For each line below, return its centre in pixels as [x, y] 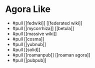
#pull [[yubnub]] [29, 44]
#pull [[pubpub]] [29, 60]
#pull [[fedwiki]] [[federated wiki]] [47, 23]
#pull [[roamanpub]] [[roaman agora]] [51, 55]
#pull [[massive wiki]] [34, 33]
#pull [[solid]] [26, 49]
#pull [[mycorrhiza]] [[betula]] [43, 28]
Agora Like [28, 9]
